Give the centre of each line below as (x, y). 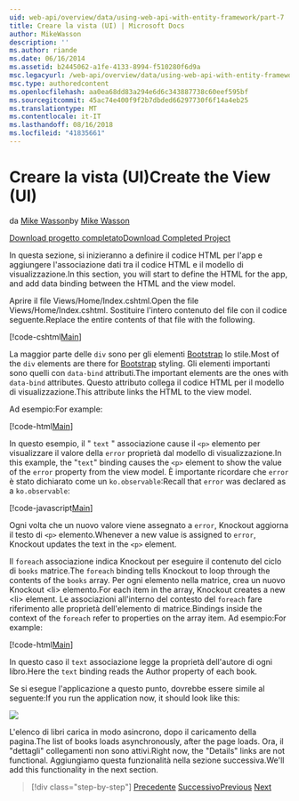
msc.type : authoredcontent (59, 84)
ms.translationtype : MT (53, 108)
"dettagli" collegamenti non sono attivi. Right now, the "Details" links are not (147, 750)
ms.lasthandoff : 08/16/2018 (61, 125)
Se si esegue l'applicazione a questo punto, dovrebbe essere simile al (137, 688)
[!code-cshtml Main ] (45, 336)
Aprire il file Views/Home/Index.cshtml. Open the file (104, 300)
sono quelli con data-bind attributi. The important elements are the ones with (149, 372)
